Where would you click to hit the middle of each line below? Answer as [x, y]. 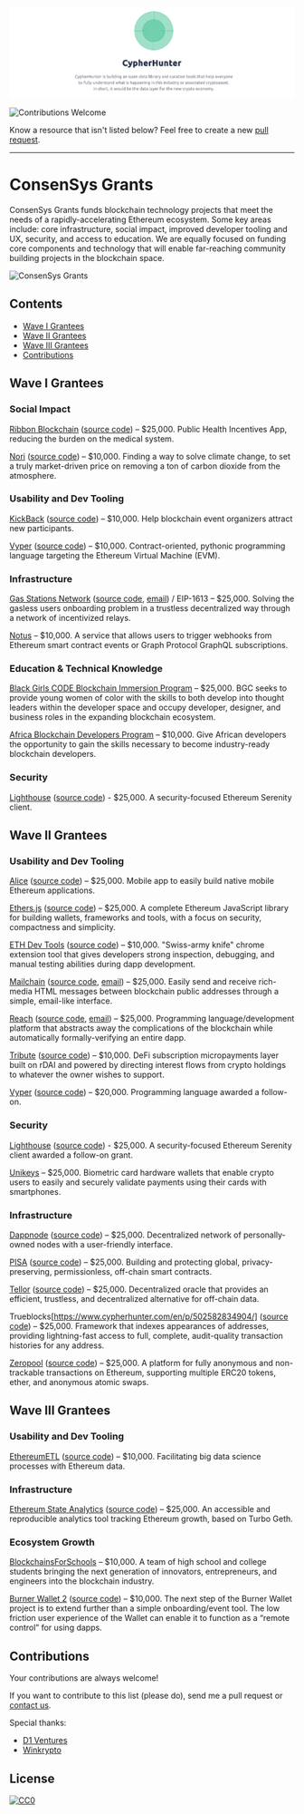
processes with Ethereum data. [67, 1466]
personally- [265, 1235]
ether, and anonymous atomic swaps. [79, 1382]
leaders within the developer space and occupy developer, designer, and [145, 708]
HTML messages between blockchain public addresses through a [157, 992]
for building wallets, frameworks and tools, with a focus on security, [136, 917]
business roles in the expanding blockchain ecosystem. [113, 717]
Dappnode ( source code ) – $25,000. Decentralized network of [125, 1235]
